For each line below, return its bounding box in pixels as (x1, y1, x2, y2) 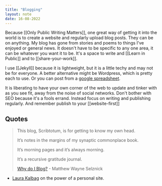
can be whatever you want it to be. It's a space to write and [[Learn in (5, 50, 145, 56)
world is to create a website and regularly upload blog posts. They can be (5, 35, 154, 41)
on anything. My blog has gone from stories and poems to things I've (5, 40, 144, 46)
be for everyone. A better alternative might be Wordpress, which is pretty (5, 70, 153, 76)
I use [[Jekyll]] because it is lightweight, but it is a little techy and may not (5, 65, 153, 71)
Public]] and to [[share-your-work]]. (5, 56, 77, 62)
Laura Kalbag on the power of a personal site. (12, 175, 104, 181)
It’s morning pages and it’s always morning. (17, 147, 105, 153)
